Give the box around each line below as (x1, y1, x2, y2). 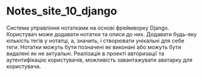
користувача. (6, 62, 41, 70)
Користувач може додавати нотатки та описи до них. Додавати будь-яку (6, 30, 197, 37)
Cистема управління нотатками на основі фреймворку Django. (6, 24, 170, 31)
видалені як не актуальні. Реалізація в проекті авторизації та (6, 49, 165, 57)
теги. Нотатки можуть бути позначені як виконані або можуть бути (6, 43, 181, 51)
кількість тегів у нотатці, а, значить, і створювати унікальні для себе (6, 37, 185, 44)
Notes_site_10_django (6, 4, 117, 18)
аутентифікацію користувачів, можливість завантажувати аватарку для (6, 56, 193, 63)
